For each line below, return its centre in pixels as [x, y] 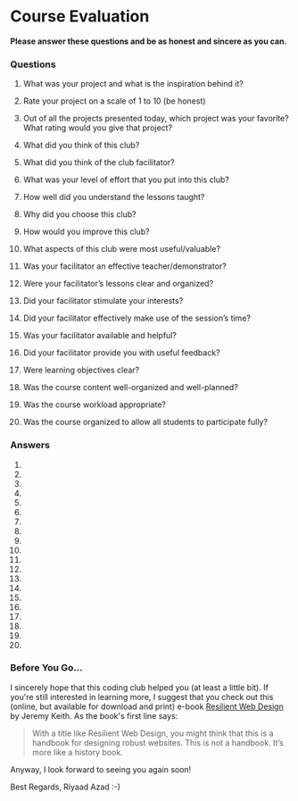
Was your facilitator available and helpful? [100, 336]
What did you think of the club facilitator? [99, 163]
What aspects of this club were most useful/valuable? [122, 249]
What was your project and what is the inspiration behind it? [133, 84]
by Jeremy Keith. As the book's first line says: [94, 715]
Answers [30, 446]
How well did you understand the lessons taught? [114, 197]
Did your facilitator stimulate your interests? [103, 301]
